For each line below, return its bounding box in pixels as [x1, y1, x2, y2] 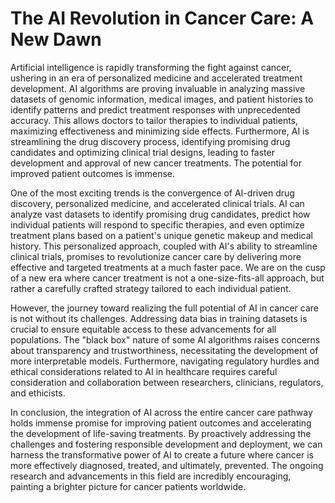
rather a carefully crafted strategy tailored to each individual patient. [10, 282, 292, 294]
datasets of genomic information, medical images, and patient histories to [10, 93, 314, 105]
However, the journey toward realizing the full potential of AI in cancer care [10, 302, 320, 314]
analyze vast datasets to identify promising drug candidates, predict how [10, 208, 311, 220]
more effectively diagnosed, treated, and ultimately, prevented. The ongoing [10, 459, 324, 471]
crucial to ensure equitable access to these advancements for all [10, 323, 277, 335]
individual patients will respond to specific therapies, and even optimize [10, 218, 305, 231]
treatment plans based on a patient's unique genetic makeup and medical [10, 229, 313, 241]
